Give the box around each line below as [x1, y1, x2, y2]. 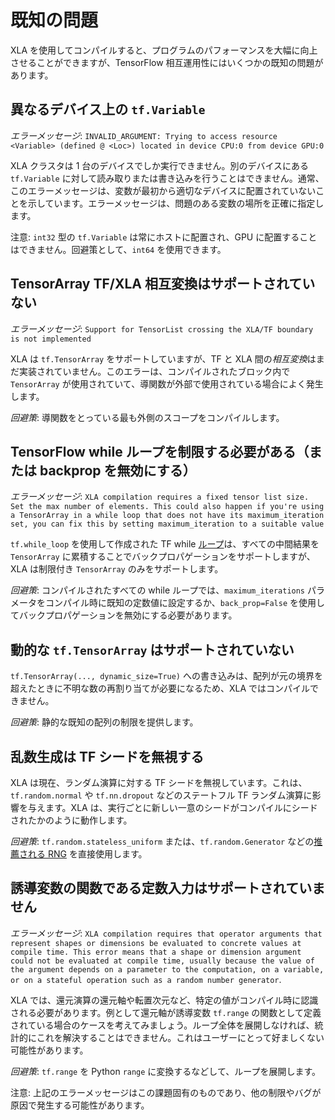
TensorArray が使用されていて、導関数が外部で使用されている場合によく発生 [10, 377, 324, 390]
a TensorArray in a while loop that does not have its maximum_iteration [10, 511, 325, 521]
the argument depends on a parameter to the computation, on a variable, [10, 964, 325, 975]
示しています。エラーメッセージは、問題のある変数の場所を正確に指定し [27, 197, 325, 209]
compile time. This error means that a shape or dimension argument [10, 947, 302, 957]
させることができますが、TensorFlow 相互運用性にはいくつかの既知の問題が [10, 56, 324, 68]
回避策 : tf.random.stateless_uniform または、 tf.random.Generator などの [10, 836, 315, 847]
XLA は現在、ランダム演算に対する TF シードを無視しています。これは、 [10, 777, 308, 788]
